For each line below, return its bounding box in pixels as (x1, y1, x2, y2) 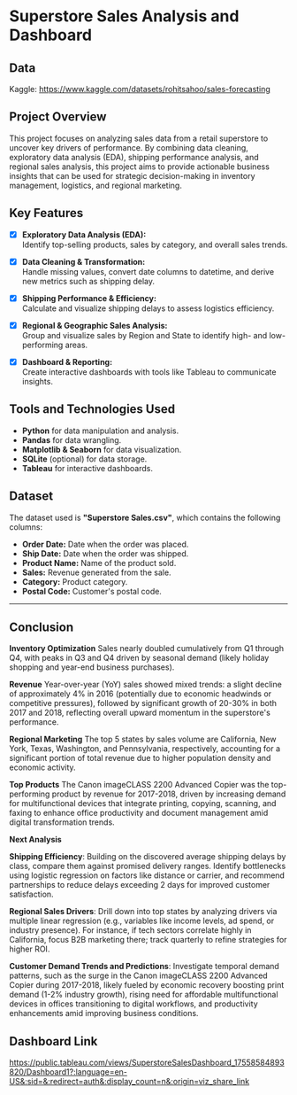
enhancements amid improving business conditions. (9, 1008, 199, 1019)
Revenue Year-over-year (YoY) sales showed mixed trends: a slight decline (9, 680, 283, 690)
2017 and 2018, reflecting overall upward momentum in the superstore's (9, 707, 271, 718)
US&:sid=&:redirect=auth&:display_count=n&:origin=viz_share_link (9, 1076, 250, 1087)
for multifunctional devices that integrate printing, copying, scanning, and (9, 798, 277, 809)
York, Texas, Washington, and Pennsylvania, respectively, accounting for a (9, 743, 281, 754)
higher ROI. (9, 944, 50, 954)
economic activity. (9, 762, 77, 773)
